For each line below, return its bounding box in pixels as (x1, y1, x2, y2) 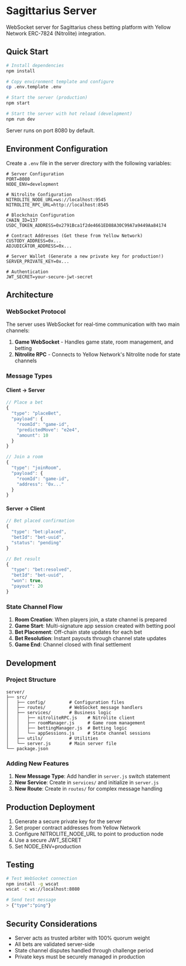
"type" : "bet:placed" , (11, 529, 67, 535)
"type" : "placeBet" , (11, 411, 62, 417)
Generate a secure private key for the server (14, 818, 122, 825)
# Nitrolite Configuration (6, 191, 72, 198)
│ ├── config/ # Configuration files (6, 699, 125, 705)
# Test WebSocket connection (6, 875, 77, 881)
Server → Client (6, 505, 45, 512)
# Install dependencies (6, 62, 65, 68)
